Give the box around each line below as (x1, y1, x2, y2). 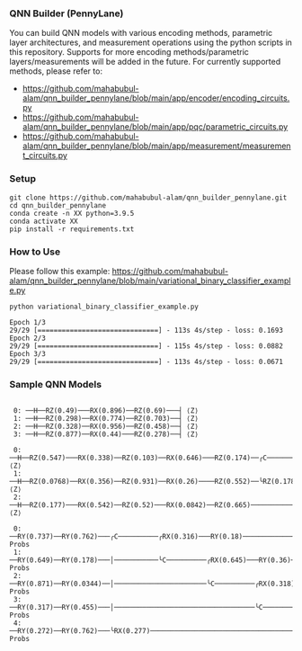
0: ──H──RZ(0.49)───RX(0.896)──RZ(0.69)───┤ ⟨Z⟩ (13, 406, 200, 415)
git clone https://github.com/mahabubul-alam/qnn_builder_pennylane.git (9, 192, 288, 202)
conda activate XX (9, 217, 78, 226)
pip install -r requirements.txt (9, 224, 135, 234)
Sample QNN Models (9, 378, 102, 390)
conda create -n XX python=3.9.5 (9, 209, 135, 218)
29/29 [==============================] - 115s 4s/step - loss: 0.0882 (9, 341, 283, 351)
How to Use (9, 245, 61, 258)
